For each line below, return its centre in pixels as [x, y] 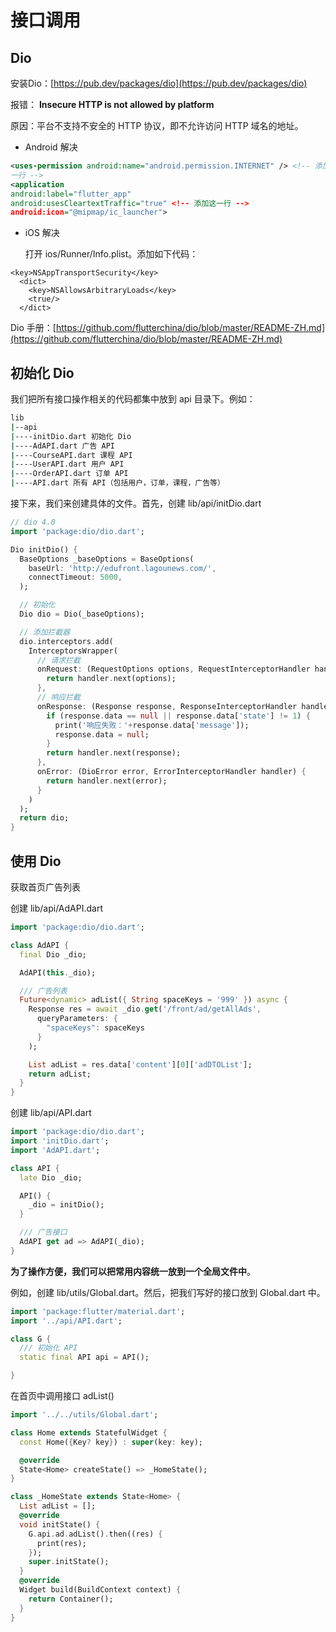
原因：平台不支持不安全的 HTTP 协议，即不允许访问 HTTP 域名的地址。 [157, 125]
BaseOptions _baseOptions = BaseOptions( [107, 559]
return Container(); [71, 1599]
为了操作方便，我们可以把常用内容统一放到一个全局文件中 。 [133, 1271]
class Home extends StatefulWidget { [89, 1432]
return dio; [44, 818]
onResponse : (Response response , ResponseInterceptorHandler [167, 706]
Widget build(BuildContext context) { [100, 1590]
